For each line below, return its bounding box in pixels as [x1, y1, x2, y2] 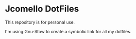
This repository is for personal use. [5, 19, 75, 25]
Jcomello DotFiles [5, 3, 79, 14]
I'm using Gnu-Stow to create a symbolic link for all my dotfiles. [5, 28, 132, 34]
